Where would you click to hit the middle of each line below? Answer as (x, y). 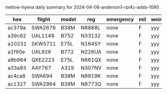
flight (44, 19)
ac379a (17, 28)
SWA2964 (44, 84)
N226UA (91, 52)
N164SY (91, 44)
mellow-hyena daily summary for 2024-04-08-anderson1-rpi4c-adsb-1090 (82, 7)
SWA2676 (44, 28)
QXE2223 (43, 60)
